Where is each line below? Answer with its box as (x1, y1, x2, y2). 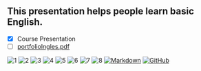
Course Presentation (17, 34, 76, 43)
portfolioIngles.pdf (17, 42, 70, 50)
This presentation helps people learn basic (7, 6, 195, 17)
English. (7, 17, 43, 28)
